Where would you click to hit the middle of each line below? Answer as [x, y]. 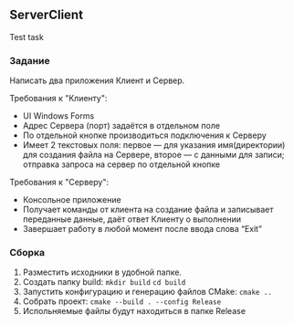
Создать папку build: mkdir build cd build [104, 282]
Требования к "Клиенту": [58, 99]
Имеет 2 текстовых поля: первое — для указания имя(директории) [154, 145]
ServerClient [47, 15]
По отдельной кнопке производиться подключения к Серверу [144, 135]
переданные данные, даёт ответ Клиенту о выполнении [132, 219]
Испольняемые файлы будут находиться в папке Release [134, 311]
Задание [30, 60]
